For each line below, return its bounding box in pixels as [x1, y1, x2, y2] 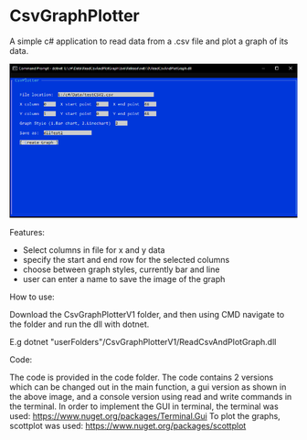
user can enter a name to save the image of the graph [22, 273, 226, 284]
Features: [9, 226, 46, 237]
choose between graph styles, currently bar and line [22, 264, 220, 275]
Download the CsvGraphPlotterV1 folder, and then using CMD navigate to [9, 309, 285, 320]
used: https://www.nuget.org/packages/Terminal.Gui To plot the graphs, [9, 410, 281, 421]
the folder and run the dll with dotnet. [9, 319, 150, 330]
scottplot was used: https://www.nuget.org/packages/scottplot [9, 420, 247, 431]
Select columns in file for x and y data [22, 244, 165, 256]
